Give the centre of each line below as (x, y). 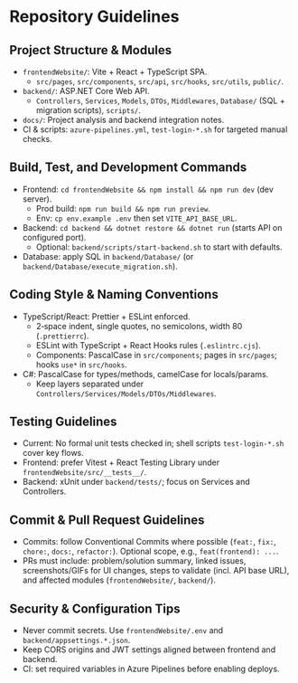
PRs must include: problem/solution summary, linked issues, (134, 561)
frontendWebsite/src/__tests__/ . (84, 472)
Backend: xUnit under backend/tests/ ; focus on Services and (136, 482)
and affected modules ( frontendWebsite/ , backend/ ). (119, 580)
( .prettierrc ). (62, 336)
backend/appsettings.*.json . (76, 640)
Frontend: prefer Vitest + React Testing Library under (121, 462)
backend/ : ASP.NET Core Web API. (86, 91)
